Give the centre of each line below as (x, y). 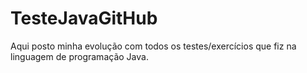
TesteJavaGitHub (84, 18)
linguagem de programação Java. (79, 56)
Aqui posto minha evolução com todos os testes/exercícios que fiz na (153, 46)
